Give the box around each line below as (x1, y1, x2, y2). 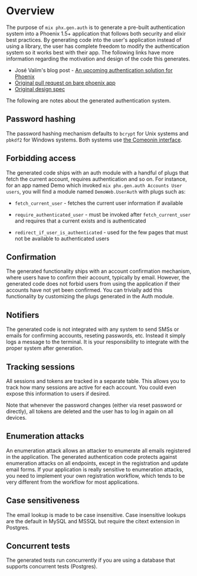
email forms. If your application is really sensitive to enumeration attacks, (6, 466, 184, 473)
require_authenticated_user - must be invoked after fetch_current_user (14, 211, 191, 218)
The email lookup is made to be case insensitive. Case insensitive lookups (6, 511, 186, 519)
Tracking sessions (6, 362, 75, 372)
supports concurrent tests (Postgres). (6, 563, 98, 570)
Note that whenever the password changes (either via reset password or (6, 401, 182, 408)
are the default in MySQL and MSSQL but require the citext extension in (6, 517, 180, 524)
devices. (6, 414, 27, 421)
